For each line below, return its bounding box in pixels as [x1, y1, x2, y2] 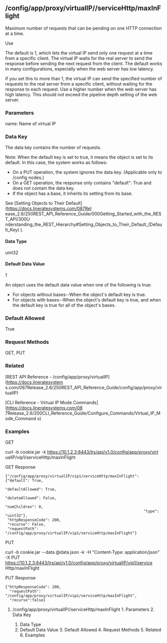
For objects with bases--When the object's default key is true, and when [12, 296, 161, 302]
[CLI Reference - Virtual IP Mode [5, 399, 72, 405]
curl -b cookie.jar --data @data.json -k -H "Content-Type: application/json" [5, 549, 160, 555]
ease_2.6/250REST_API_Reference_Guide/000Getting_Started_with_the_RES [5, 211, 162, 217]
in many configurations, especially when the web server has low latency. [5, 66, 155, 72]
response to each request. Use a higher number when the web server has [5, 86, 157, 92]
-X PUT [5, 554, 20, 560]
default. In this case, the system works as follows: [5, 160, 108, 166]
